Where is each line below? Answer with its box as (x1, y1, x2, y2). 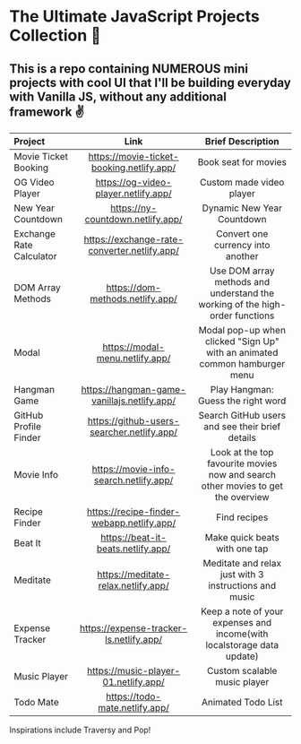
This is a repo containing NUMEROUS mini (9, 61, 249, 76)
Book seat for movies (197, 156, 287, 168)
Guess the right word (198, 394, 287, 407)
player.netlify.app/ (95, 187, 172, 199)
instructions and (208, 580, 276, 592)
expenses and (212, 617, 272, 628)
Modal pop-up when (198, 324, 287, 336)
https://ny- (110, 202, 158, 214)
